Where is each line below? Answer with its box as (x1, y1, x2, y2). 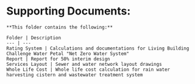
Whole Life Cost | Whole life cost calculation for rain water (6, 66, 171, 73)
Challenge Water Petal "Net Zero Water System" (6, 50, 130, 57)
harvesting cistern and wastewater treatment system (6, 71, 143, 78)
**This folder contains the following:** (6, 24, 113, 30)
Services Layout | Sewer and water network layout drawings (6, 61, 163, 67)
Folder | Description (6, 34, 62, 40)
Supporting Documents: (6, 4, 131, 18)
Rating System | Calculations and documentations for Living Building (6, 45, 190, 51)
